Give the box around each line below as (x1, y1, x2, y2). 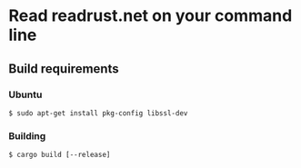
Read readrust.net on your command (8, 5, 293, 26)
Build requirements (8, 61, 119, 76)
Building (8, 129, 46, 142)
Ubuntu (8, 88, 43, 101)
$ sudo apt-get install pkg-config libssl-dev (8, 108, 188, 118)
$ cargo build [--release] (8, 151, 111, 160)
